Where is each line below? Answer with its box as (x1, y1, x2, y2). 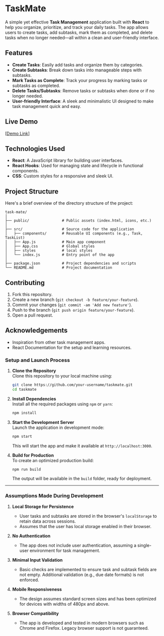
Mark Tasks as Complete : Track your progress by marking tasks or (12, 77, 148, 83)
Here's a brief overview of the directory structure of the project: (5, 200, 133, 206)
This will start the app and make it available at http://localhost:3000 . (12, 443, 153, 448)
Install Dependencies (12, 396, 56, 402)
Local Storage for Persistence (12, 504, 74, 509)
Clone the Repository (12, 368, 56, 374)
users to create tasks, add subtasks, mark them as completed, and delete (5, 29, 153, 35)
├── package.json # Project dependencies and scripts (5, 261, 137, 266)
